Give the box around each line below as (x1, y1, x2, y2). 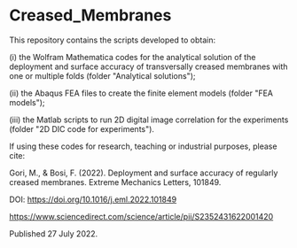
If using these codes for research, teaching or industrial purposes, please (9, 141, 277, 151)
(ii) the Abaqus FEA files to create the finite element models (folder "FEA (9, 88, 273, 98)
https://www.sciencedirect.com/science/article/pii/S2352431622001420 (9, 211, 274, 221)
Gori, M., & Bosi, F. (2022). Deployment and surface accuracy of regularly (9, 167, 278, 178)
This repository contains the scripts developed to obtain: (9, 35, 215, 45)
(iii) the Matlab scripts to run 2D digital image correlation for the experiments (9, 114, 289, 125)
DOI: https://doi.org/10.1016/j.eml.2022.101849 (9, 194, 177, 205)
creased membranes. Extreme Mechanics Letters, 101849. (9, 176, 222, 187)
